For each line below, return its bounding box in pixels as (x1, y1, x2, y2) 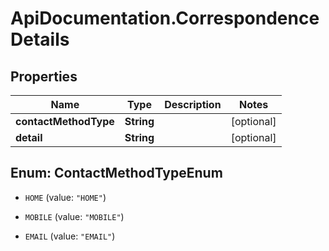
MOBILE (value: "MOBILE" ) (24, 210, 125, 222)
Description (164, 98, 222, 111)
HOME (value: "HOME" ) (24, 191, 107, 203)
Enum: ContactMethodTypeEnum (10, 165, 223, 182)
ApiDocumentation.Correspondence (10, 7, 320, 30)
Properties (10, 68, 78, 85)
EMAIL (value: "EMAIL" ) (24, 230, 116, 242)
